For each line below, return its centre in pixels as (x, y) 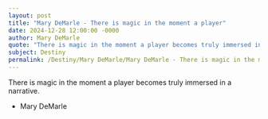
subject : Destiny (37, 52)
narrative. (24, 90)
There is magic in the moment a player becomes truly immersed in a (120, 82)
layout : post (30, 15)
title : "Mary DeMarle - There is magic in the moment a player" (117, 23)
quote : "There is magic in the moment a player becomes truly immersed (130, 45)
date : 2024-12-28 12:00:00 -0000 (64, 30)
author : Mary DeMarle (44, 38)
